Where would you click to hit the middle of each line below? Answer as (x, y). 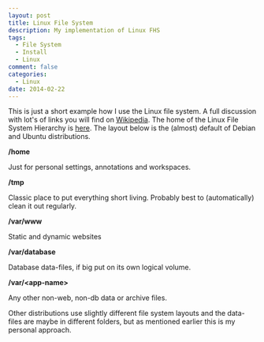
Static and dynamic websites (55, 237)
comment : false (33, 67)
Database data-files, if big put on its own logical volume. (100, 267)
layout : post (30, 15)
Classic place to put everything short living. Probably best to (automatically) (131, 197)
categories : (28, 74)
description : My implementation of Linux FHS (84, 30)
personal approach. (40, 330)
